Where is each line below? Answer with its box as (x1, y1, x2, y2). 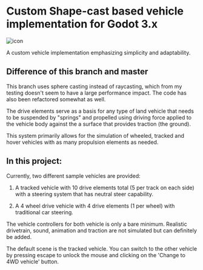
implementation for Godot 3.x (6, 17, 158, 31)
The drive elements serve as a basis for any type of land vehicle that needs (6, 107, 194, 115)
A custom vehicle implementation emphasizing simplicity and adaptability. (6, 49, 191, 56)
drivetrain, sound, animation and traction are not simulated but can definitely (6, 226, 197, 234)
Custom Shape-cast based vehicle (6, 4, 184, 18)
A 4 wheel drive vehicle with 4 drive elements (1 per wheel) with (15, 202, 175, 209)
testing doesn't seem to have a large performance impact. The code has (6, 89, 187, 96)
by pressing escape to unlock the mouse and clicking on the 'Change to (6, 251, 186, 258)
